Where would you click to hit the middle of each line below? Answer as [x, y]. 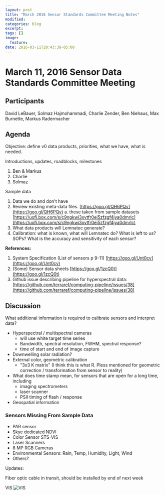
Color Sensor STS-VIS [35, 437]
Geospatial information [36, 403]
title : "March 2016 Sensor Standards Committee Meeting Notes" [72, 15]
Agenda [18, 134]
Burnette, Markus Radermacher [37, 118]
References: [18, 249]
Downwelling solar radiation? [42, 354]
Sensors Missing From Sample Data [49, 416]
